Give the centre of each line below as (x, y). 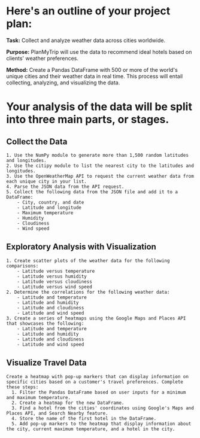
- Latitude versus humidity (52, 276)
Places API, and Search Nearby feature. (57, 413)
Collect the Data (37, 142)
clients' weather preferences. (43, 58)
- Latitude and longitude (49, 208)
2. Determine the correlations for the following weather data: (88, 292)
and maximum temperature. (38, 397)
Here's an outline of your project (88, 11)
